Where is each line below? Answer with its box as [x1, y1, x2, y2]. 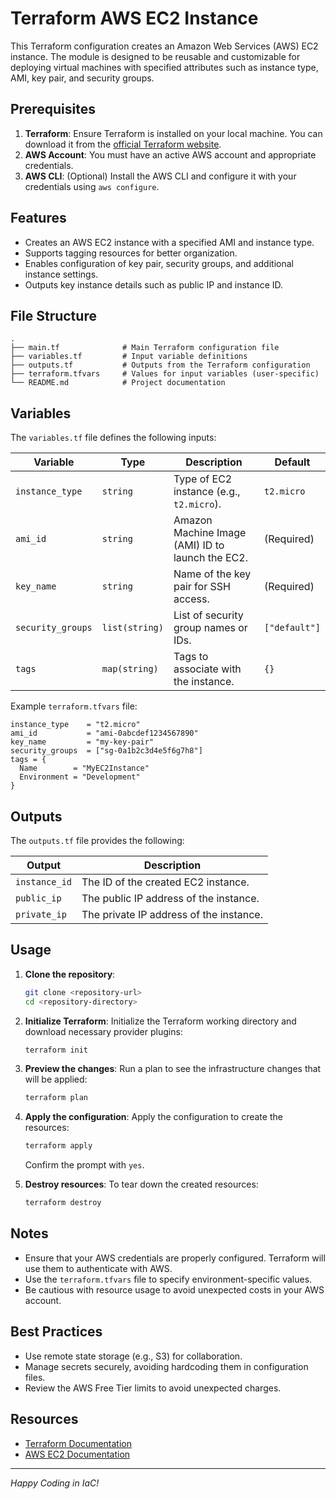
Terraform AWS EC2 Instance [10, 7, 259, 30]
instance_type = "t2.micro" [10, 720, 141, 730]
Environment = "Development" [19, 772, 141, 782]
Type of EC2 [173, 472, 233, 486]
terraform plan [24, 1093, 89, 1103]
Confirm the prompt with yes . [24, 1159, 145, 1171]
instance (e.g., [173, 485, 241, 499]
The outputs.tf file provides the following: [10, 835, 185, 846]
